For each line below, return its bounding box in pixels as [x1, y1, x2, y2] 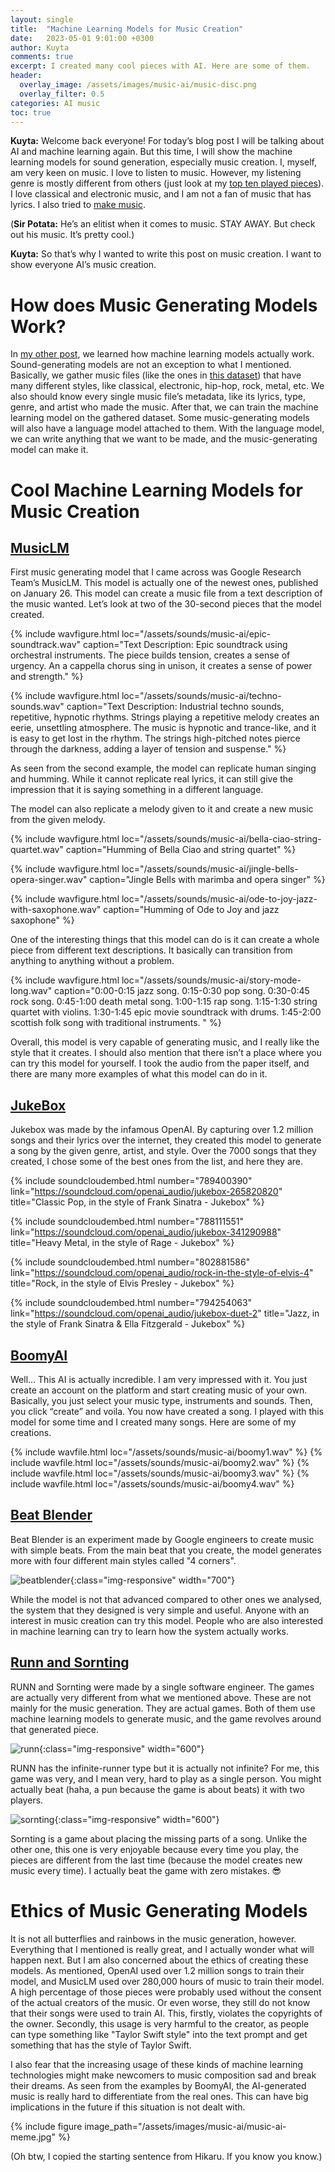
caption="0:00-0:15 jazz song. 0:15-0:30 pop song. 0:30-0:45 [54, 985, 310, 997]
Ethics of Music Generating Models [10, 1899, 308, 1922]
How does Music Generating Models [10, 294, 318, 316]
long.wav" [10, 985, 53, 997]
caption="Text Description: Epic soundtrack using [82, 639, 288, 651]
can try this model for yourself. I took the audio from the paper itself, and [10, 1057, 310, 1070]
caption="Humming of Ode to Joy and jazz [103, 904, 280, 916]
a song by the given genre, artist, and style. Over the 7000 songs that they [10, 1145, 317, 1157]
